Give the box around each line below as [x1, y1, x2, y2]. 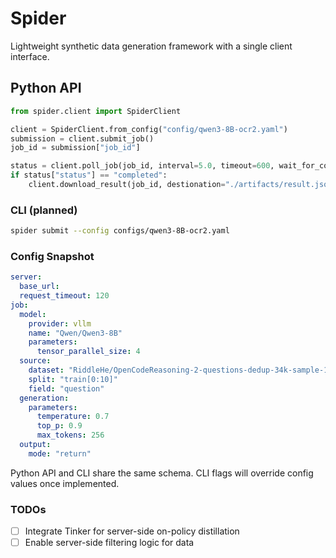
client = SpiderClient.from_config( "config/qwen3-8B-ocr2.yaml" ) [10, 124, 288, 134]
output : [19, 440, 52, 450]
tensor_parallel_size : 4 [36, 347, 141, 357]
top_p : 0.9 [36, 421, 83, 431]
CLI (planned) [10, 203, 78, 217]
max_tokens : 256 [36, 430, 105, 441]
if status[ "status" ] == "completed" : [10, 170, 168, 181]
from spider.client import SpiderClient [10, 106, 182, 116]
